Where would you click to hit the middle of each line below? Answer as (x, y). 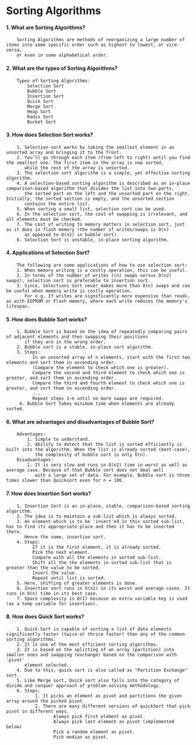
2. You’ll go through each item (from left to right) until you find (104, 157)
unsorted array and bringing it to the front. (64, 152)
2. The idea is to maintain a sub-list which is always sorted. (97, 516)
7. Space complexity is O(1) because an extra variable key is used (102, 598)
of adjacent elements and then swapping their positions (77, 337)
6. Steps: (29, 691)
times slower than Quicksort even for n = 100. (65, 481)
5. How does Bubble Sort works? (47, 319)
